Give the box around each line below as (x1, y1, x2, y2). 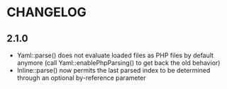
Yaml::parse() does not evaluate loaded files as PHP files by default (16, 51, 214, 59)
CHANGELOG (6, 4, 87, 20)
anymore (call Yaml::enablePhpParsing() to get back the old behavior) (16, 59, 221, 67)
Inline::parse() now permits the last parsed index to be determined (16, 66, 211, 74)
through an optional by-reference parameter (16, 73, 146, 82)
